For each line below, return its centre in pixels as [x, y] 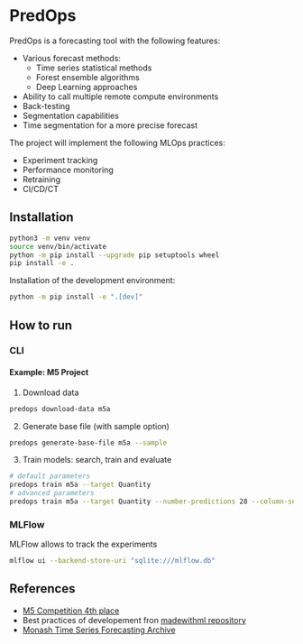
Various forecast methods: [72, 58]
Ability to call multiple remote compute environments [120, 97]
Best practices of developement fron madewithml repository [134, 620]
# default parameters [50, 476]
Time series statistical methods [94, 68]
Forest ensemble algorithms [87, 77]
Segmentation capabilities [71, 115]
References [42, 589]
